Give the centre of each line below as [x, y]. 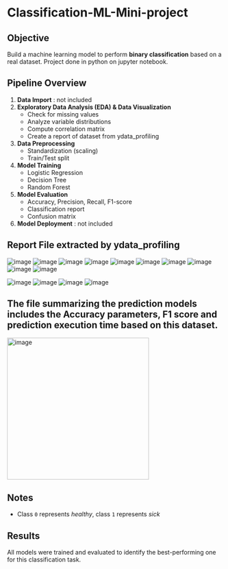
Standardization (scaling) [63, 150]
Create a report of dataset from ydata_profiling [93, 136]
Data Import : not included [54, 99]
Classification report [56, 209]
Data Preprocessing [46, 143]
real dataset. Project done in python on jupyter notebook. [88, 62]
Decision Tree [47, 180]
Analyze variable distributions [69, 121]
